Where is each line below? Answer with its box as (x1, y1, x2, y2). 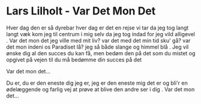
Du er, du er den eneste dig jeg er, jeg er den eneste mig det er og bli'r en (6, 79, 188, 87)
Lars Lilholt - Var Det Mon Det (6, 4, 156, 18)
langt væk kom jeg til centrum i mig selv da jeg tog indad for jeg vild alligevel (6, 30, 195, 37)
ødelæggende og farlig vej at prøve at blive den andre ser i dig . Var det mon (6, 85, 195, 93)
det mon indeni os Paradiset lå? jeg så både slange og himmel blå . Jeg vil (6, 43, 189, 50)
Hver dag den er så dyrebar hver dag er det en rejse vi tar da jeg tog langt (6, 24, 189, 31)
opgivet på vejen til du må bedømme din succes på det (6, 56, 142, 63)
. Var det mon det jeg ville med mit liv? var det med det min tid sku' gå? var (6, 37, 191, 44)
